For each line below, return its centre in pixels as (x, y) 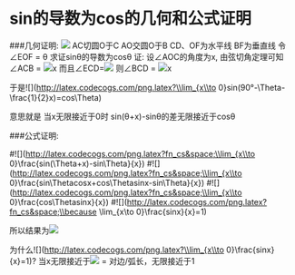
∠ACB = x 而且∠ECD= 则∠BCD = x (91, 68)
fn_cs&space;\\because (53, 211)
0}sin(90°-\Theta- (252, 87)
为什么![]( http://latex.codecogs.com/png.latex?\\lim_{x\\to (117, 250)
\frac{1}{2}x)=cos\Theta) (56, 97)
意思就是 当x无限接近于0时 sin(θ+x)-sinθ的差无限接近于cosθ (123, 116)
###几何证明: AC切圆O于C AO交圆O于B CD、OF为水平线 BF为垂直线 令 (148, 45)
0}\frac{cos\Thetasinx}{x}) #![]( (69, 201)
